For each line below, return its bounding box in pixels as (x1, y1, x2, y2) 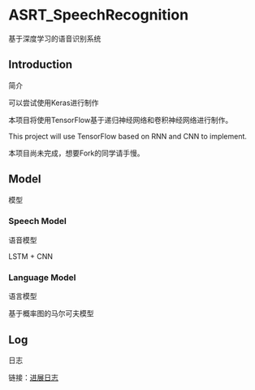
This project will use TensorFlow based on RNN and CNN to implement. (8, 131, 248, 141)
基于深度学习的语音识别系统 (8, 33, 102, 43)
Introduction (8, 58, 73, 72)
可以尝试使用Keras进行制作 (8, 98, 99, 107)
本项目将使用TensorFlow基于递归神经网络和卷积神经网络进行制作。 (8, 115, 233, 125)
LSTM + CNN (8, 251, 53, 261)
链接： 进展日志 (8, 372, 58, 382)
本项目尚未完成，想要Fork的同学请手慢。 (8, 148, 145, 158)
